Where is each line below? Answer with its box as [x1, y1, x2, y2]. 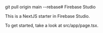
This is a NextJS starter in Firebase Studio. [5, 13, 90, 19]
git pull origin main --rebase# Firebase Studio [5, 4, 96, 10]
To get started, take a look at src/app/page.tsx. [5, 22, 99, 28]
